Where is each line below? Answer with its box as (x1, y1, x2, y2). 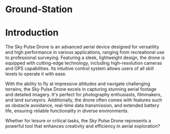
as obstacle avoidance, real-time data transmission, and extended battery (5, 102, 160, 109)
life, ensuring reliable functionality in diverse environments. (5, 108, 129, 114)
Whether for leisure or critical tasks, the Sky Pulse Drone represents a (5, 118, 151, 124)
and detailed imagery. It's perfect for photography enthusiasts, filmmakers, (5, 92, 162, 98)
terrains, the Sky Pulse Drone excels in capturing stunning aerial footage (5, 86, 157, 92)
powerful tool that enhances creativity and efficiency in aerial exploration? (5, 123, 160, 129)
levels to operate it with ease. (5, 71, 67, 77)
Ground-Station (5, 4, 73, 15)
